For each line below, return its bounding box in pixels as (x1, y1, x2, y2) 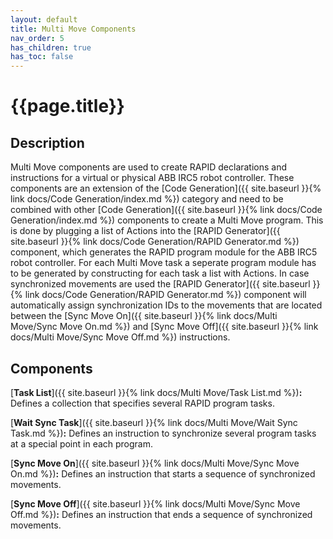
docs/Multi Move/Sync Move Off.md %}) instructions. (10, 331, 231, 343)
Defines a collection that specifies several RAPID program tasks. (10, 397, 275, 409)
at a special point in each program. (10, 437, 154, 450)
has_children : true (10, 42, 92, 53)
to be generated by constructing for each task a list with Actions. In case (10, 267, 310, 280)
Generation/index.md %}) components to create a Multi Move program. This (10, 214, 324, 226)
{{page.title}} (10, 95, 125, 118)
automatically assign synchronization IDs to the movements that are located (10, 299, 323, 311)
